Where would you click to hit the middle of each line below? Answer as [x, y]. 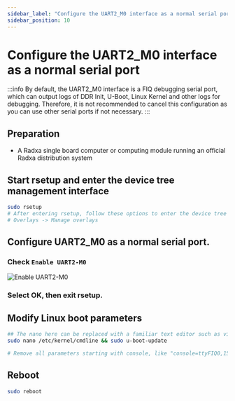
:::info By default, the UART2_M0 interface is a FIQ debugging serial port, [113, 89]
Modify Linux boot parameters [74, 318]
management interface [58, 191]
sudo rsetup [24, 208]
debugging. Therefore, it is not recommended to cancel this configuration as [117, 104]
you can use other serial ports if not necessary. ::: [79, 111]
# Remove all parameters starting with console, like [87, 353]
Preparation [34, 134]
